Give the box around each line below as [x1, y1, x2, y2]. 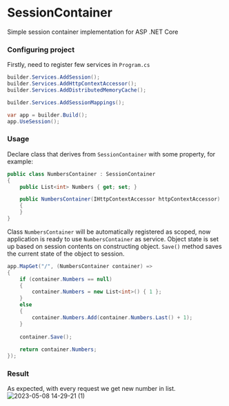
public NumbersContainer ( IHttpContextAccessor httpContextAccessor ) [19, 196, 221, 203]
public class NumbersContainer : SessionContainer [7, 170, 156, 177]
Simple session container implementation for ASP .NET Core [7, 28, 179, 36]
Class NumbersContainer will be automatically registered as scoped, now [7, 227, 211, 236]
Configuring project [7, 45, 74, 54]
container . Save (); [19, 333, 72, 341]
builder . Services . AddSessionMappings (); [7, 99, 126, 106]
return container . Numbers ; [19, 346, 97, 353]
